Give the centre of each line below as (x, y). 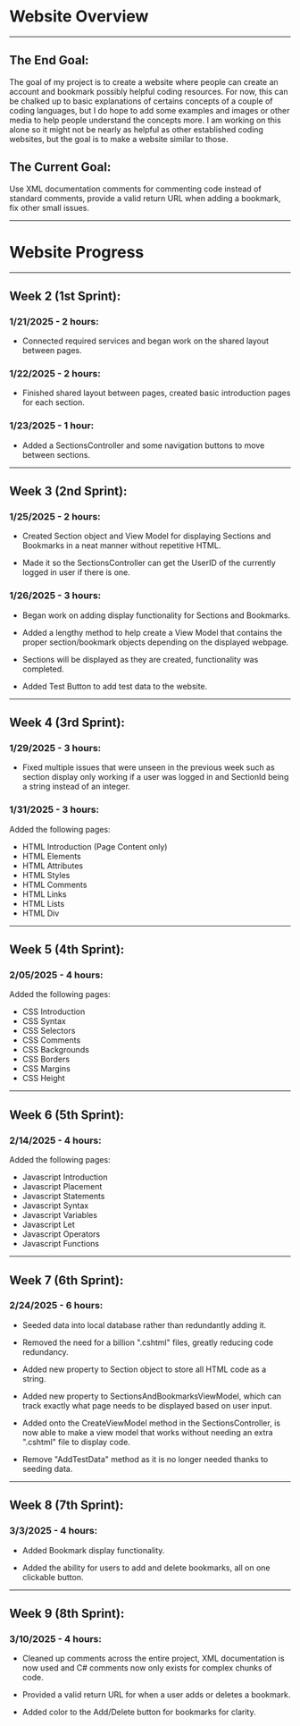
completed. (43, 669)
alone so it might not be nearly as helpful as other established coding (136, 129)
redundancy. (45, 1351)
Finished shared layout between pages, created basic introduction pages (156, 393)
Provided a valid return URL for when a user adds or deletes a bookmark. (156, 1695)
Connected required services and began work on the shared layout (146, 341)
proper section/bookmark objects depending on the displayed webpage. (155, 642)
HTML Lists (43, 903)
